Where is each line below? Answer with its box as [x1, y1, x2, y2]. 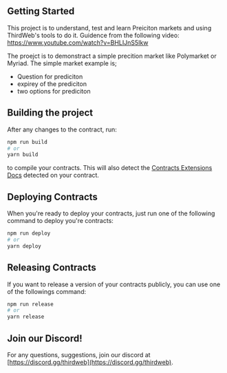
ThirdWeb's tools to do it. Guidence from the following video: [7, 31, 180, 39]
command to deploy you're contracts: [7, 217, 113, 225]
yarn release [7, 313, 45, 321]
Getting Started [7, 6, 75, 17]
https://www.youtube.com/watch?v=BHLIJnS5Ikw [7, 38, 149, 47]
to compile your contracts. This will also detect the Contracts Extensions [7, 164, 213, 172]
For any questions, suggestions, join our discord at [7, 350, 151, 359]
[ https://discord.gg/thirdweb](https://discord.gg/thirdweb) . [7, 358, 174, 366]
